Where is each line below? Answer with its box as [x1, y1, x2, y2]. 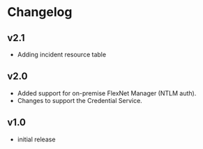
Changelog [7, 4, 73, 20]
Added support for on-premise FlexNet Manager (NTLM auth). [17, 88, 197, 97]
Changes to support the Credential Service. [17, 96, 143, 104]
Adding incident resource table [17, 50, 107, 58]
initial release [17, 135, 56, 143]
